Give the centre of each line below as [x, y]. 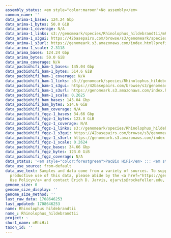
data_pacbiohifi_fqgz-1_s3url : [38, 138]
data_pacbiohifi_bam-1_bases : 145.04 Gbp [50, 67]
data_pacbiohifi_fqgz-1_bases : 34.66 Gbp [50, 114]
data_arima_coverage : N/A [33, 62]
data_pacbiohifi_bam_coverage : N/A [43, 109]
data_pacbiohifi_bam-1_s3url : [37, 90]
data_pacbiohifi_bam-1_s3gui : [37, 85]
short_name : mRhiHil [27, 223]
